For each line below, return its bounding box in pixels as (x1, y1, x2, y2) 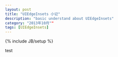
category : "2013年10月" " (5, 20, 54, 26)
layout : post (5, 7, 32, 12)
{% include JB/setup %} (5, 38, 53, 44)
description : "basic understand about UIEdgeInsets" (5, 16, 114, 21)
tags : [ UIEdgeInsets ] (5, 25, 49, 30)
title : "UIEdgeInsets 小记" (5, 12, 61, 16)
